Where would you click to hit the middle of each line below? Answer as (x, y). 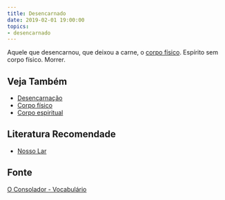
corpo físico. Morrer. (36, 60)
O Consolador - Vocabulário (47, 189)
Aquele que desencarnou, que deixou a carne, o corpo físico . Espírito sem (113, 52)
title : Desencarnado (37, 13)
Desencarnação (40, 98)
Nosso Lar (32, 151)
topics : (18, 26)
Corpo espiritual (40, 113)
